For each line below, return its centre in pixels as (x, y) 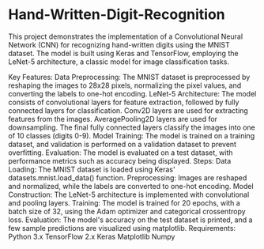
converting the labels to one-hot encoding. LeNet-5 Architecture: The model (132, 93)
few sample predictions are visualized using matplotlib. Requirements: (122, 228)
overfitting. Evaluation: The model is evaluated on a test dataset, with (121, 153)
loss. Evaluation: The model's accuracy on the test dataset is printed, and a (130, 220)
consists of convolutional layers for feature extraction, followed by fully (124, 102)
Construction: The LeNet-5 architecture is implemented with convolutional (129, 194)
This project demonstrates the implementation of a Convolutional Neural (126, 36)
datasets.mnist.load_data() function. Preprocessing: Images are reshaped (128, 177)
